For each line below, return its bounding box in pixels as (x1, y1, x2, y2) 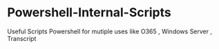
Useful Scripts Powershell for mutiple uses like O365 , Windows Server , (7, 27, 213, 35)
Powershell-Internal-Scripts (7, 5, 171, 20)
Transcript (7, 34, 37, 42)
